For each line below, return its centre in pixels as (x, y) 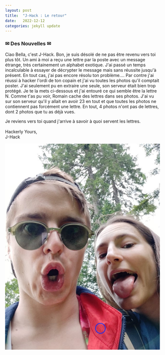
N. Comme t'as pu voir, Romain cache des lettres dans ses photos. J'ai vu (80, 96)
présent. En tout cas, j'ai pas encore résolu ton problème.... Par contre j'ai (79, 75)
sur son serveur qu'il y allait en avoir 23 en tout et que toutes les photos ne (81, 101)
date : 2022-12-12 (25, 21)
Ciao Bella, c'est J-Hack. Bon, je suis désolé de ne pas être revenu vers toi (81, 54)
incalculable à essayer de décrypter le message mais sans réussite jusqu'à (81, 70)
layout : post (18, 10)
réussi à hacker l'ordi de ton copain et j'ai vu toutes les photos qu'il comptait (82, 80)
